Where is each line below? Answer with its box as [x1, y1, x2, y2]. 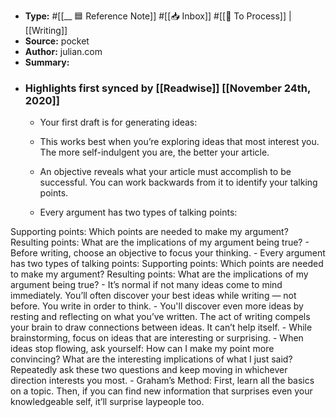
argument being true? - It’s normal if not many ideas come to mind [10, 279, 283, 291]
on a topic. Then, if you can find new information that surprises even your [10, 385, 313, 397]
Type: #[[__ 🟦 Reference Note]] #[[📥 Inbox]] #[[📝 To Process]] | [24, 10, 292, 22]
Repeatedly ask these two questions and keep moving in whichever [10, 364, 288, 376]
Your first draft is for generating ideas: [39, 116, 198, 129]
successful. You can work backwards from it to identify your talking [39, 176, 318, 189]
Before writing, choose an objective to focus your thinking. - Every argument [10, 247, 326, 259]
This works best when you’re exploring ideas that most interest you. [39, 136, 320, 148]
